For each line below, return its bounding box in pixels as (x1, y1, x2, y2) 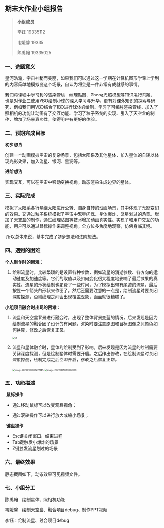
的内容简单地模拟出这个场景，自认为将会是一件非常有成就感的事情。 (5, 81, 142, 87)
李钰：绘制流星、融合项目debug (5, 517, 70, 523)
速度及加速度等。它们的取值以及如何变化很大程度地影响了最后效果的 (16, 276, 154, 281)
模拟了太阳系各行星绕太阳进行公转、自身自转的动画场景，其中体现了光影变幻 (5, 205, 159, 211)
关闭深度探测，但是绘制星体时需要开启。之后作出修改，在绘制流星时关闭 (12, 351, 158, 356)
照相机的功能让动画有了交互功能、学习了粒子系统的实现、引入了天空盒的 (5, 110, 150, 116)
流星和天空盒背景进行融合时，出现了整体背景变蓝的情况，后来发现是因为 (12, 315, 158, 320)
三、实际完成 (5, 192, 36, 199)
